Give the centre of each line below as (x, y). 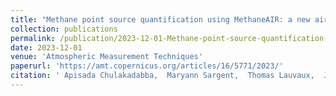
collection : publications (64, 29)
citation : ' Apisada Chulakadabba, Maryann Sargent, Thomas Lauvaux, (162, 76)
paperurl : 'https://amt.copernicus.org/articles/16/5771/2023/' (147, 66)
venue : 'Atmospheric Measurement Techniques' (106, 57)
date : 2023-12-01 (46, 47)
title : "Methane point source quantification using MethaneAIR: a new (160, 19)
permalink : (33, 38)
